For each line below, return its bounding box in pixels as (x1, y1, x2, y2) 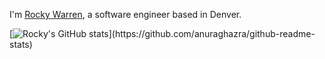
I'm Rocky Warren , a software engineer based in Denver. (9, 9, 242, 20)
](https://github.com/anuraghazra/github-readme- (108, 28, 316, 39)
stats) (9, 39, 33, 50)
